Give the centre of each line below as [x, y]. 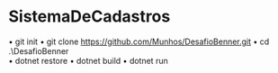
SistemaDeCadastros [90, 17]
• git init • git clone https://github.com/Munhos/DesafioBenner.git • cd [139, 41]
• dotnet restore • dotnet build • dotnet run [88, 60]
